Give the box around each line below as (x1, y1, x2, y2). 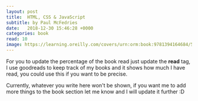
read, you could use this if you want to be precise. (6, 70, 128, 77)
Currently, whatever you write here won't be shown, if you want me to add (6, 82, 186, 89)
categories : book (6, 31, 49, 37)
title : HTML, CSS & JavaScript (6, 14, 85, 20)
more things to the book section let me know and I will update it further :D (6, 88, 184, 95)
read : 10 (6, 36, 28, 42)
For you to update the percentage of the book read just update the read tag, (6, 57, 190, 65)
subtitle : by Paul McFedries (6, 19, 78, 25)
